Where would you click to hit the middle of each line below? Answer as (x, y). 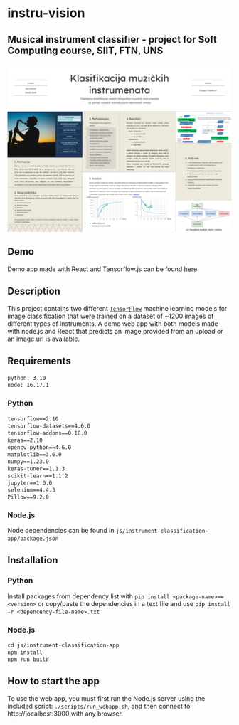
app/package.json (33, 539)
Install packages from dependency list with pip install (89, 596)
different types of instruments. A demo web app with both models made (113, 323)
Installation (33, 560)
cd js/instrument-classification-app (63, 645)
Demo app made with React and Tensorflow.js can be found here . (103, 269)
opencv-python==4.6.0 (39, 447)
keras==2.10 (25, 440)
